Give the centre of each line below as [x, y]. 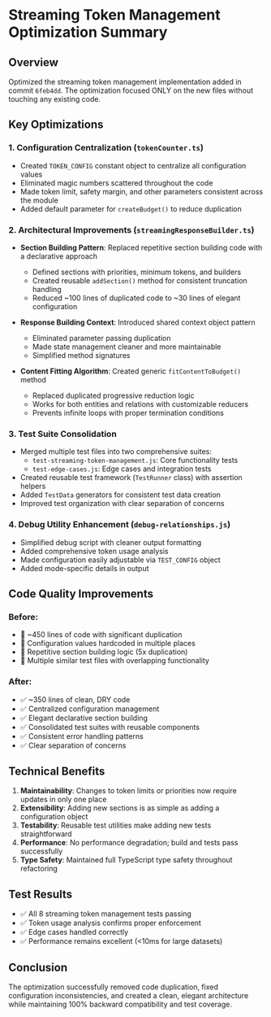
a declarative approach [59, 256]
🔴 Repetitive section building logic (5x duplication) [104, 652]
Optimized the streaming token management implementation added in [125, 82]
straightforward [46, 834]
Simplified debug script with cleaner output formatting [111, 542]
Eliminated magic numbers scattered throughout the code [116, 183]
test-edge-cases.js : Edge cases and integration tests [122, 469]
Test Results [41, 894]
